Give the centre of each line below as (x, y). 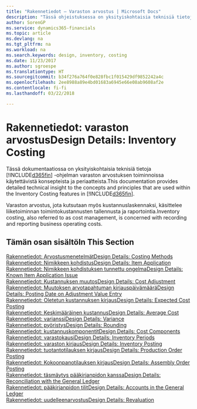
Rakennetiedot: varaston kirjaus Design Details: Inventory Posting (84, 343)
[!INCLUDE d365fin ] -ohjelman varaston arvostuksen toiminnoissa (85, 175)
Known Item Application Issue (42, 275)
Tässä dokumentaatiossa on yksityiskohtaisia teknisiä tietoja (79, 168)
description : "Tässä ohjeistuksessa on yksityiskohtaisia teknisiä (90, 17)
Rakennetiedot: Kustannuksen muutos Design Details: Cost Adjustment (91, 281)
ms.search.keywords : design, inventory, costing (67, 55)
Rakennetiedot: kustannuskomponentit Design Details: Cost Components (93, 331)
